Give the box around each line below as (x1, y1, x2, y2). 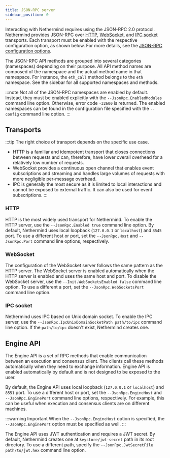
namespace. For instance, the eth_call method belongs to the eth (5, 74, 144, 80)
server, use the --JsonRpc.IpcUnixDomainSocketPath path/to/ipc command (5, 319, 162, 325)
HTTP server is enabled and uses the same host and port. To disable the (5, 273, 157, 279)
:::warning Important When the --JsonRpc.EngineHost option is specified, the (5, 416, 165, 422)
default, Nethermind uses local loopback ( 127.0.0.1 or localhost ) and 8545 (5, 227, 162, 233)
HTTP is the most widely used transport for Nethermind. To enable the (5, 216, 152, 222)
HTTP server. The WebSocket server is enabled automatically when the (5, 268, 155, 274)
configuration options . (5, 48, 52, 54)
